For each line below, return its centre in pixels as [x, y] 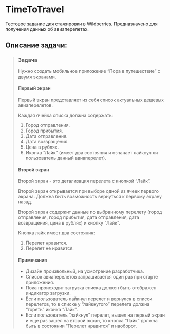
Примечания [32, 260]
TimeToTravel [35, 10]
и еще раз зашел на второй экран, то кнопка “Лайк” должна [91, 321]
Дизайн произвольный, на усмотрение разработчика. [85, 271]
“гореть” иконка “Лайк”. [52, 310]
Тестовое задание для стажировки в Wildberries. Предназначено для [81, 24]
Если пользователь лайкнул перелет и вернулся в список [89, 299]
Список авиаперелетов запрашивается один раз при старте [92, 277]
